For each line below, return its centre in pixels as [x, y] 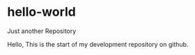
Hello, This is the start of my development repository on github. [98, 44]
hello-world [42, 12]
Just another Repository [42, 31]
